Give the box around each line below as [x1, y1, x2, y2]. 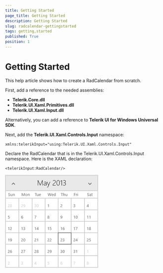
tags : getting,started [5, 29, 52, 34]
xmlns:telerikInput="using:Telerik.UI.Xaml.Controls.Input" [5, 141, 132, 147]
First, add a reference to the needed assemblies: [5, 87, 104, 93]
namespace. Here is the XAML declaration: [5, 156, 93, 162]
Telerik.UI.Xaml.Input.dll [12, 107, 64, 113]
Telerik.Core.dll [12, 96, 45, 102]
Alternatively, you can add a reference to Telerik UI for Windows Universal [5, 117, 159, 123]
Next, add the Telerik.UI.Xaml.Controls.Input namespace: [5, 132, 125, 137]
